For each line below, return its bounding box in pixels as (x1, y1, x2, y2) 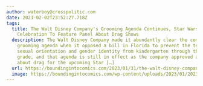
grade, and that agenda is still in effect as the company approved (17, 54, 193, 60)
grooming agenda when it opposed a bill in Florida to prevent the (17, 43, 190, 49)
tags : (6, 20, 20, 26)
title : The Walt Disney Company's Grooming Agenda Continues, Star (11, 25, 185, 32)
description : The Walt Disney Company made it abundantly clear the (11, 37, 188, 43)
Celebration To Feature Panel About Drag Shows (17, 31, 139, 38)
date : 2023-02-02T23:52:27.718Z (6, 15, 88, 21)
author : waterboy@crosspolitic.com (6, 8, 96, 15)
